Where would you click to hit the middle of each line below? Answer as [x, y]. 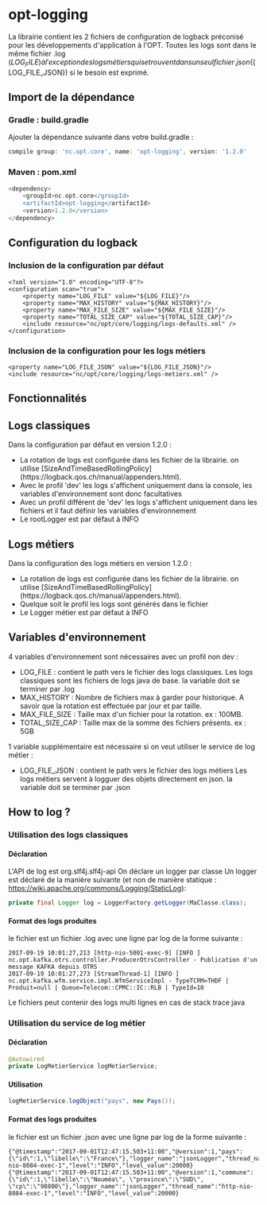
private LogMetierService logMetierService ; [83, 1067]
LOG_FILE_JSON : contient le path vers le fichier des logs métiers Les [133, 770]
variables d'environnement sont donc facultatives [101, 494]
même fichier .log [37, 53]
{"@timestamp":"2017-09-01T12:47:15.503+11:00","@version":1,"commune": [131, 1172]
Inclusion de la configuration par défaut [86, 265]
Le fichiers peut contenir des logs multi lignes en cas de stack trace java [127, 1002]
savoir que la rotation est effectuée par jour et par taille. [111, 706]
